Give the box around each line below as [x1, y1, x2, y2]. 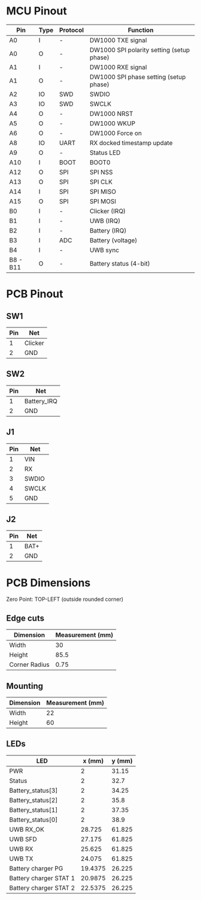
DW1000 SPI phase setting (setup [89, 73, 186, 81]
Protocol [59, 26, 84, 34]
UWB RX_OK [9, 825, 45, 833]
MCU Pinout [6, 4, 67, 18]
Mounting [6, 681, 44, 691]
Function [127, 26, 154, 34]
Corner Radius [9, 661, 50, 669]
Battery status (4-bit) [89, 259, 151, 267]
